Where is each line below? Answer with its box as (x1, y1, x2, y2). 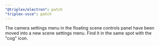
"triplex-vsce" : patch (5, 12, 52, 16)
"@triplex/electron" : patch (5, 7, 63, 12)
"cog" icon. (5, 35, 28, 41)
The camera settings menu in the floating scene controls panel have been (5, 25, 155, 31)
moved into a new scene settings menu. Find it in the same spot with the (5, 30, 152, 36)
